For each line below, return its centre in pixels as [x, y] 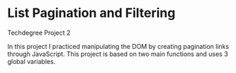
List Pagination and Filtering [91, 13]
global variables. [32, 61]
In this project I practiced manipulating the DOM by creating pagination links [118, 46]
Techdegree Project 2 [39, 33]
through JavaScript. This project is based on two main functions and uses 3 [118, 54]
